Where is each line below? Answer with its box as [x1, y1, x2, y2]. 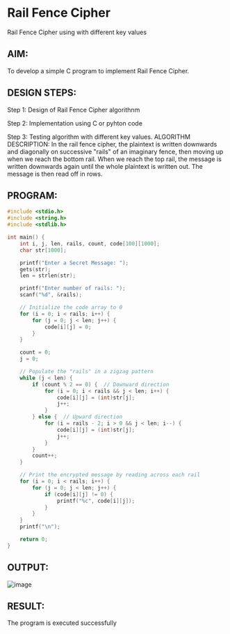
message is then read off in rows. [7, 169, 103, 178]
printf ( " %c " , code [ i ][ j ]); [56, 497, 135, 504]
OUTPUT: [7, 561, 49, 573]
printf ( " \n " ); [19, 523, 60, 531]
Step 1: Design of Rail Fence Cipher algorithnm [7, 105, 140, 114]
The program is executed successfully [7, 619, 117, 627]
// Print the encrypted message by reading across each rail [19, 471, 200, 478]
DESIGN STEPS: [7, 87, 77, 99]
